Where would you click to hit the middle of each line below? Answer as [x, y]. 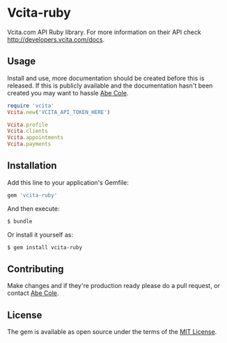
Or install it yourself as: [40, 234]
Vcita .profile [28, 125]
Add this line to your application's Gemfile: [68, 182]
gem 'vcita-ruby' [32, 195]
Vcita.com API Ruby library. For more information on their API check [104, 32]
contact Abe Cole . [33, 293]
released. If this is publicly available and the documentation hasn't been [110, 86]
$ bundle [20, 221]
